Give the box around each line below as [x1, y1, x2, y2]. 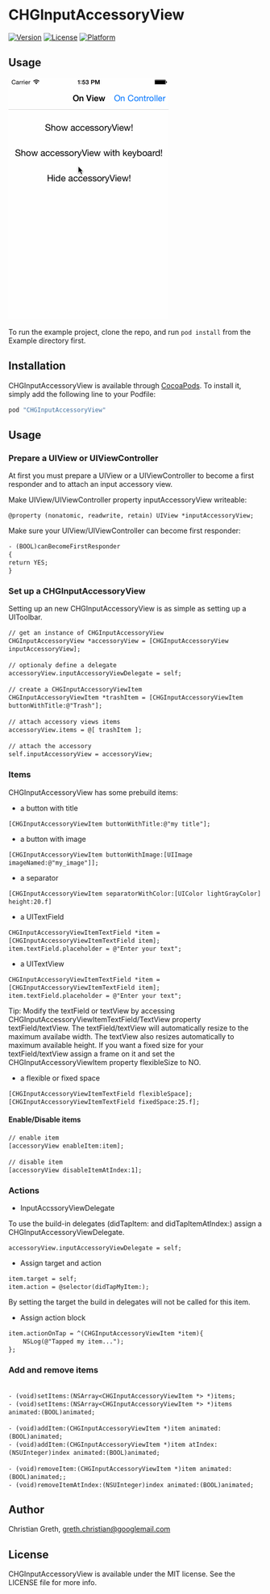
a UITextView [19, 958, 64, 968]
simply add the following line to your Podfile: [8, 389, 156, 399]
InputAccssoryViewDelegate [19, 1203, 115, 1213]
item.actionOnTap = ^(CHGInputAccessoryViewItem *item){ [8, 1330, 204, 1338]
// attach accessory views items [8, 718, 121, 726]
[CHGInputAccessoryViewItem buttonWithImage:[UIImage [8, 851, 193, 859]
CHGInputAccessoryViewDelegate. [8, 1228, 125, 1237]
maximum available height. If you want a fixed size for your [8, 1040, 204, 1050]
